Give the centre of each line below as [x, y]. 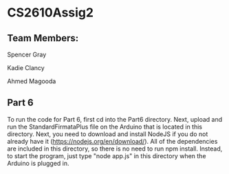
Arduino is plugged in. [39, 163]
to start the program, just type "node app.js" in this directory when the [107, 155]
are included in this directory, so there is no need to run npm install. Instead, [115, 149]
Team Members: [43, 38]
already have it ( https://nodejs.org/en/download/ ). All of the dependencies [112, 141]
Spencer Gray [27, 54]
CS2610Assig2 [51, 13]
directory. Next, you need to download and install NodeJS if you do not [108, 134]
